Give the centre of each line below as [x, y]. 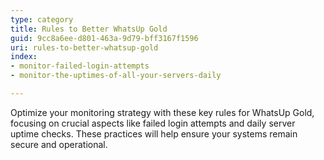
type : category [42, 19]
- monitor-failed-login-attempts [80, 66]
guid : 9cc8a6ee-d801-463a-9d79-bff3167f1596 [104, 38]
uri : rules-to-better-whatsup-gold [84, 47]
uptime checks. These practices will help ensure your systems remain [154, 133]
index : [24, 57]
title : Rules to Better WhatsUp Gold [89, 29]
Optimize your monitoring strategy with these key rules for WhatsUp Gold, [162, 112]
